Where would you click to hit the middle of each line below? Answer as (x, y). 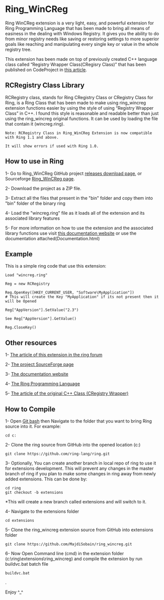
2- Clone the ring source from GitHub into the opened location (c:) (73, 445)
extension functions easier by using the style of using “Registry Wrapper (80, 108)
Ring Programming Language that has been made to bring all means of (78, 28)
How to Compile (30, 409)
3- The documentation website (37, 374)
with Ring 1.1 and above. (32, 137)
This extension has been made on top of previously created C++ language (81, 59)
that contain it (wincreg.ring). (35, 124)
